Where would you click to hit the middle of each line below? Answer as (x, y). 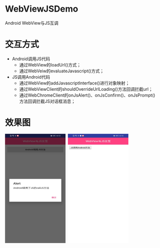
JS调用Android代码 (31, 77)
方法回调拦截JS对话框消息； (47, 101)
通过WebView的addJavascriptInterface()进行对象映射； (74, 83)
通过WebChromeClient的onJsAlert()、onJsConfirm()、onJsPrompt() (87, 95)
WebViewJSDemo (42, 9)
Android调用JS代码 (31, 59)
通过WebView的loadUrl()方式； (50, 65)
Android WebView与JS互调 (32, 23)
